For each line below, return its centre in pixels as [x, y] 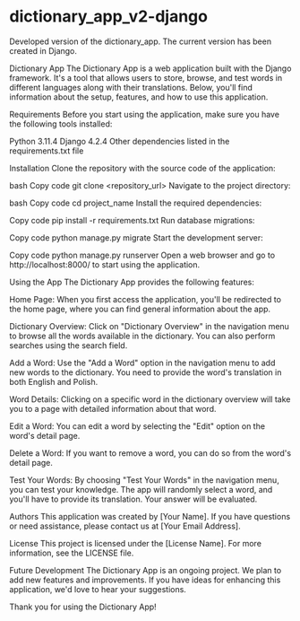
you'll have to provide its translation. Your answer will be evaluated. [133, 499]
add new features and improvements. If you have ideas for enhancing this [145, 580]
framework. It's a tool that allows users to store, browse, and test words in [146, 77]
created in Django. [43, 50]
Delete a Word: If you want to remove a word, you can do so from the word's [150, 453]
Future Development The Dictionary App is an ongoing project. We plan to [146, 570]
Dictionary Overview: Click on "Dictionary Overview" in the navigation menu [149, 326]
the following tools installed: [61, 124]
